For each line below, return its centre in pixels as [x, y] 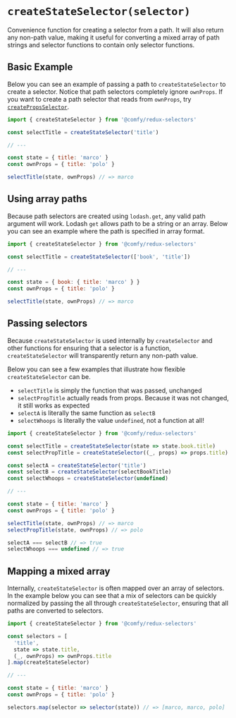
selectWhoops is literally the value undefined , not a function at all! [111, 420]
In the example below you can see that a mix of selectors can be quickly [112, 596]
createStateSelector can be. [49, 376]
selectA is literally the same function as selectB [86, 413]
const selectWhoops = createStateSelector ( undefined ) [88, 479]
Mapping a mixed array [59, 571]
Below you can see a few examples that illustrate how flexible [96, 369]
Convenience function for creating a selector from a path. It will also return [116, 30]
